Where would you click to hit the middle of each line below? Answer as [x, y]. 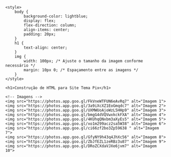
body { [22, 12]
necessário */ [20, 65]
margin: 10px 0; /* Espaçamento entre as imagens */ [81, 70]
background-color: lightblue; [56, 16]
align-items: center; [47, 30]
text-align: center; [46, 48]
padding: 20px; [40, 34]
